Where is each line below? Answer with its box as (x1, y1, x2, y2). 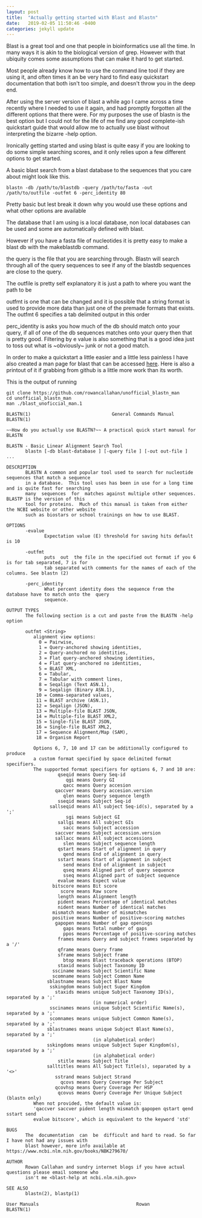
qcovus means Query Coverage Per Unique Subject (57, 1090, 183, 1096)
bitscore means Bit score (52, 883, 118, 890)
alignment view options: (33, 634, 96, 640)
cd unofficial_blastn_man (6, 395, 71, 402)
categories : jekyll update (6, 25, 74, 32)
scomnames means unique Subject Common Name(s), (49, 1016, 174, 1022)
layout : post (6, 8, 39, 15)
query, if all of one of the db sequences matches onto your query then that (6, 329, 192, 336)
